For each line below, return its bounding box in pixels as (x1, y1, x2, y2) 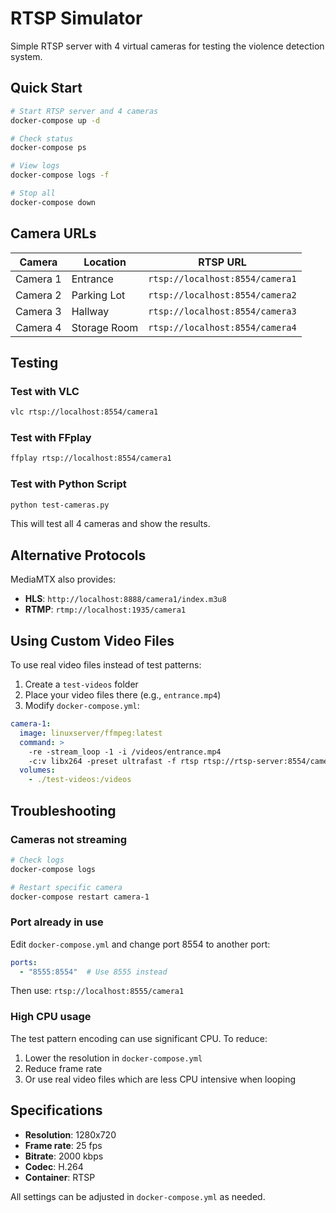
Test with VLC (10, 384, 80, 398)
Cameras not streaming (10, 832, 128, 846)
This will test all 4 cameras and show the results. (10, 518, 211, 530)
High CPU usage (10, 1010, 92, 1024)
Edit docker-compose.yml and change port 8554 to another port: (10, 938, 271, 950)
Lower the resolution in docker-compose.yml (24, 1052, 203, 1064)
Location (83, 255, 127, 269)
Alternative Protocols (10, 547, 147, 564)
